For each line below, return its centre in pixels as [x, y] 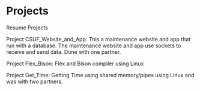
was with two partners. [35, 81]
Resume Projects [27, 28]
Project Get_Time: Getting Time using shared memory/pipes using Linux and [100, 75]
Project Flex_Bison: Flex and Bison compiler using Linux [75, 63]
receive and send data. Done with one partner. [64, 51]
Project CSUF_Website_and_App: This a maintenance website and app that [98, 39]
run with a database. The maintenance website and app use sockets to [94, 45]
